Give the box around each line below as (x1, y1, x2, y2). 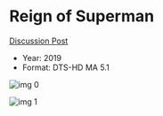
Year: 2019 (21, 52, 62, 63)
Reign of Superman (9, 6, 154, 27)
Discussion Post (9, 35, 69, 46)
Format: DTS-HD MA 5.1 (21, 62, 110, 73)
